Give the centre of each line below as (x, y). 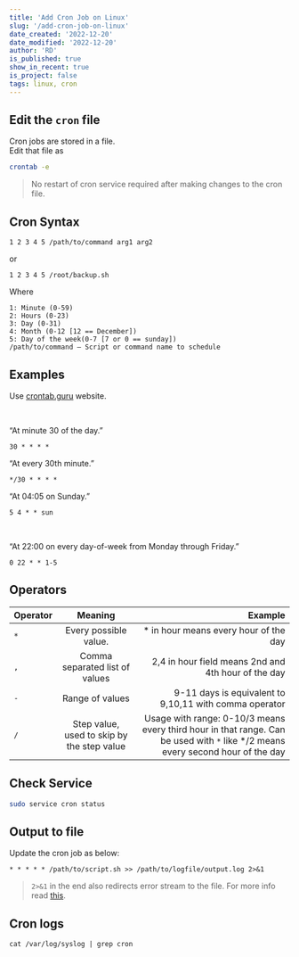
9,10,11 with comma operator (222, 704)
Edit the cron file (55, 120)
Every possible (96, 630)
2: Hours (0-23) (39, 316)
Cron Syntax (44, 222)
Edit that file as (36, 151)
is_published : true (45, 59)
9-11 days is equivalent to (230, 692)
